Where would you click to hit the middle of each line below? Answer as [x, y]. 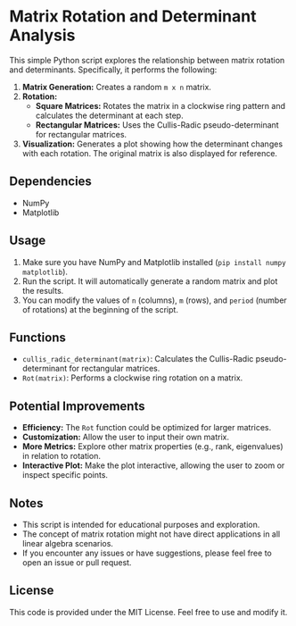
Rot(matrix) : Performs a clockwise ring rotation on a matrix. [132, 378]
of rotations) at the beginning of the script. [100, 309]
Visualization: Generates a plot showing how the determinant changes [152, 144]
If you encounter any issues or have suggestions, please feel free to [147, 553]
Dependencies [50, 182]
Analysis [42, 35]
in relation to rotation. [61, 456]
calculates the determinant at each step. [110, 115]
